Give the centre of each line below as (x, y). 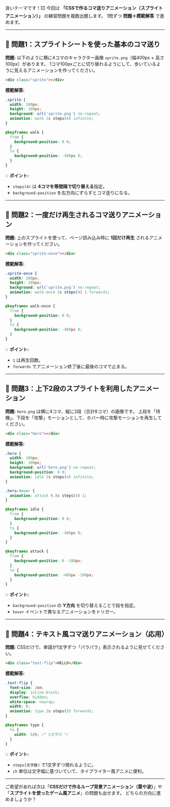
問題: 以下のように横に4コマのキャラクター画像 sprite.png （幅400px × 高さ (85, 57)
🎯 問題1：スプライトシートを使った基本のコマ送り (83, 44)
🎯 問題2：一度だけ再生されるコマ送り (63, 215)
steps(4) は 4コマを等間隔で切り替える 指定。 (60, 186)
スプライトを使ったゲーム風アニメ (45, 793)
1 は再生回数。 (28, 360)
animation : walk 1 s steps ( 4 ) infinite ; (52, 118)
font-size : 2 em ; (27, 688)
